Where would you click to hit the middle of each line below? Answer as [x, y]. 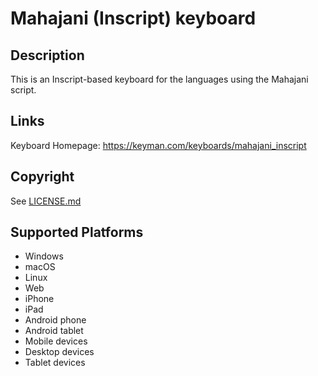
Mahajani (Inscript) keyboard [133, 18]
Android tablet [54, 331]
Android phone [55, 320]
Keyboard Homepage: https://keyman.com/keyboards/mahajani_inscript [158, 145]
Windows [44, 256]
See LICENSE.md [46, 201]
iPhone [39, 299]
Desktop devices [59, 352]
